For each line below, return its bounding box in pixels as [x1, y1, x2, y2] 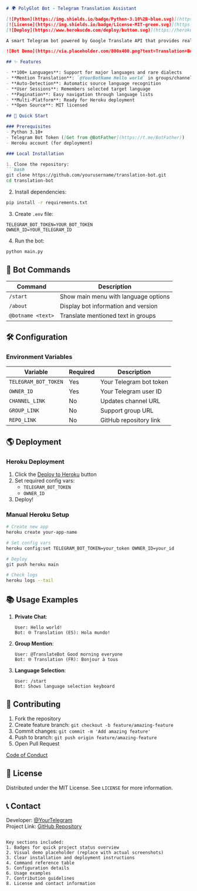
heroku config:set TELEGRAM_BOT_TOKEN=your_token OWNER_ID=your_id [6, 545, 175, 551]
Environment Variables [6, 353, 73, 361]
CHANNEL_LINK [9, 398, 46, 404]
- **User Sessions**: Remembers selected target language [6, 86, 151, 92]
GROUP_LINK [9, 407, 39, 414]
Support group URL [100, 407, 154, 415]
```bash [6, 167, 25, 173]
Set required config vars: [14, 477, 75, 484]
